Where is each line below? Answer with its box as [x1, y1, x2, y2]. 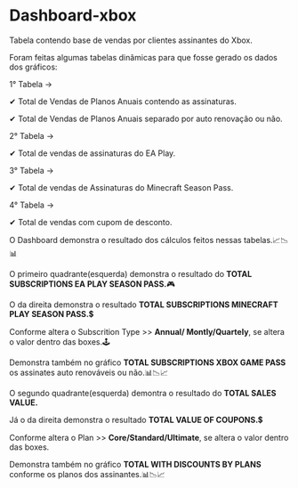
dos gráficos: [9, 61, 58, 72]
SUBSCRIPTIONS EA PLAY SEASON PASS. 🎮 [9, 278, 176, 289]
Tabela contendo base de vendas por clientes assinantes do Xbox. [9, 35, 254, 45]
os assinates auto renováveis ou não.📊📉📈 [9, 367, 169, 378]
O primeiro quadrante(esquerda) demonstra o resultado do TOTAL [9, 268, 253, 279]
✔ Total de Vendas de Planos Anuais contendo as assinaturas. [9, 95, 238, 107]
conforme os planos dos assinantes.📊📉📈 [9, 468, 166, 479]
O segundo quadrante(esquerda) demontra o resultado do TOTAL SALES [9, 387, 278, 398]
